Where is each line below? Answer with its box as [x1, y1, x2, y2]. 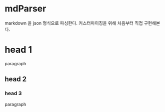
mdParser [4, 3, 46, 14]
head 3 [4, 90, 22, 97]
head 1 [4, 44, 32, 55]
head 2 [4, 75, 27, 84]
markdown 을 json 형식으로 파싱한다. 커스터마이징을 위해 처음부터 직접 [4, 20, 143, 26]
